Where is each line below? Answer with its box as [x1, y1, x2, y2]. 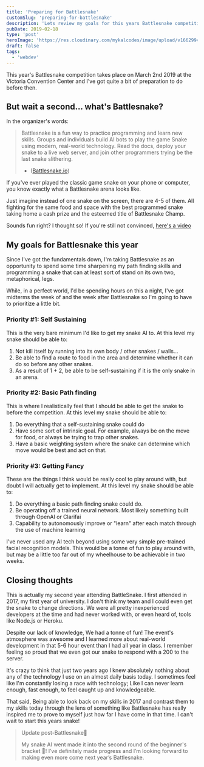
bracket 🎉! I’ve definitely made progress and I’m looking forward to [21, 747, 188, 754]
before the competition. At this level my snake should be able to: [6, 409, 167, 416]
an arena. [15, 373, 39, 381]
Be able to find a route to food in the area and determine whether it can [15, 354, 193, 361]
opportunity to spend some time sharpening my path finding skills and [6, 263, 182, 270]
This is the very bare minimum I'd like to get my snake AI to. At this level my [6, 329, 195, 336]
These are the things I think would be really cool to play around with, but [6, 476, 187, 483]
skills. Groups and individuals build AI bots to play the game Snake [21, 136, 188, 143]
